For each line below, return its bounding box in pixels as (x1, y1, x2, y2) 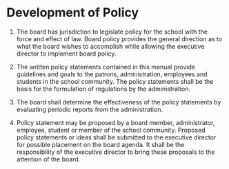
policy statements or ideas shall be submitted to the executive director (16, 133, 217, 142)
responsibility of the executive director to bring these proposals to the (16, 148, 215, 156)
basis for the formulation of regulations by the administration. (16, 84, 191, 93)
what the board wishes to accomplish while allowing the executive (16, 42, 205, 50)
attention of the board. (16, 155, 81, 163)
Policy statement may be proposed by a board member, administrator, (16, 118, 215, 126)
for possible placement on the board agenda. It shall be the (16, 140, 185, 148)
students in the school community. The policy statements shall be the (16, 77, 214, 85)
